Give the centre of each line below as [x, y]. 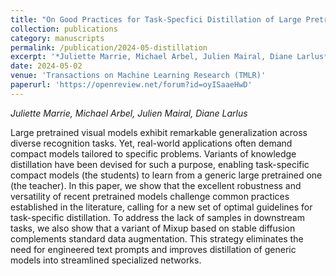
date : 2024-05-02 [46, 66]
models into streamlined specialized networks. [106, 260]
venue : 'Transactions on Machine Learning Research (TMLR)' [138, 76]
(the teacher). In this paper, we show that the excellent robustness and [156, 185]
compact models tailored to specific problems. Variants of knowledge [153, 153]
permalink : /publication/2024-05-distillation [109, 47]
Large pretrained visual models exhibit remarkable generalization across [159, 132]
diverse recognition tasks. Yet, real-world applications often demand [151, 143]
